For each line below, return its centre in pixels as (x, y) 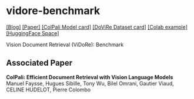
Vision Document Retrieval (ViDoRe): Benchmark (65, 45)
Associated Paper (39, 63)
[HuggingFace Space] (33, 33)
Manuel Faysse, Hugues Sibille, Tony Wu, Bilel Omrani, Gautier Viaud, (90, 83)
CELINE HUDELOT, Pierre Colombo (48, 90)
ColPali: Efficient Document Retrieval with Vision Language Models (90, 77)
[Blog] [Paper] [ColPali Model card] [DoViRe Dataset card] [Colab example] (97, 27)
